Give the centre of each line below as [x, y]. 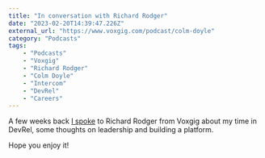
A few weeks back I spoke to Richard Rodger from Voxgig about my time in [132, 121]
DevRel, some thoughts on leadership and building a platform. [111, 130]
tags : [17, 46]
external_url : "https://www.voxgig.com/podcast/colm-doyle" [112, 31]
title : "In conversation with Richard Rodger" [88, 16]
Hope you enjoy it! [39, 145]
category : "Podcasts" [45, 38]
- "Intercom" [45, 83]
